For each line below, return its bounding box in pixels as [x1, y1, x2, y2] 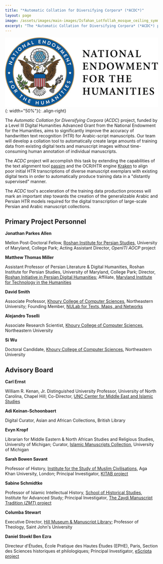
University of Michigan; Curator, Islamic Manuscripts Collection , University [5, 442, 154, 447]
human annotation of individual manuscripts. [28, 148, 117, 154]
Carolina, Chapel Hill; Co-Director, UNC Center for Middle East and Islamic [5, 393, 154, 399]
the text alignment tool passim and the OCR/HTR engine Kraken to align [5, 163, 148, 169]
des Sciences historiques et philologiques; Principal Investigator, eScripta [5, 548, 152, 554]
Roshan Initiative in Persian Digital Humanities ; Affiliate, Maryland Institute [5, 274, 152, 280]
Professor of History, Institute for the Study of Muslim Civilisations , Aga [5, 466, 147, 471]
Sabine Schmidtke [5, 480, 43, 486]
